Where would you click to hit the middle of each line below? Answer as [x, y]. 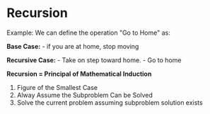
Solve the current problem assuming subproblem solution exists [110, 102]
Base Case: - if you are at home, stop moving [73, 46]
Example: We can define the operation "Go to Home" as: [88, 33]
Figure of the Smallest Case [57, 87]
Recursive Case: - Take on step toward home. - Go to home [94, 60]
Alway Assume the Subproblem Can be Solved [85, 95]
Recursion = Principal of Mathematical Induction [79, 74]
